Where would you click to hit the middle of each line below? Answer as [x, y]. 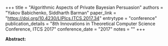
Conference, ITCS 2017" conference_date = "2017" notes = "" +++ [75, 29]
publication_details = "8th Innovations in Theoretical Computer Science [80, 24]
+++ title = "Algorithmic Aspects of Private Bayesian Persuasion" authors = [85, 7]
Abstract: [16, 39]
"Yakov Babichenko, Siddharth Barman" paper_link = [61, 13]
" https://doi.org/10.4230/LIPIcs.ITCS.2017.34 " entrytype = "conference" [81, 18]
